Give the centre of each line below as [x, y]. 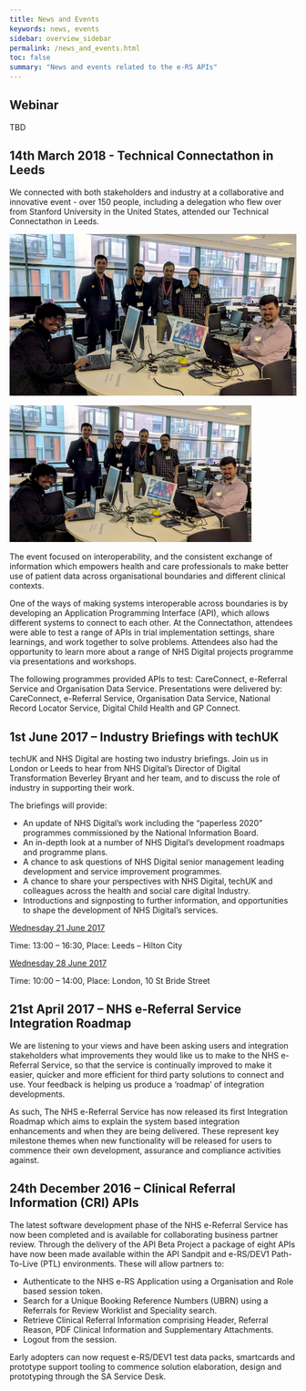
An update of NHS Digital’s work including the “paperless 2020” [143, 823]
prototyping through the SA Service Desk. [88, 1376]
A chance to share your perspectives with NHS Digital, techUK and [148, 881]
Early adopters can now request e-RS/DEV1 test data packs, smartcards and [153, 1356]
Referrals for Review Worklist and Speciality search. [119, 1310]
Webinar [34, 105]
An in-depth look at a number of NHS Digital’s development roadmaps [153, 843]
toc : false [30, 58]
